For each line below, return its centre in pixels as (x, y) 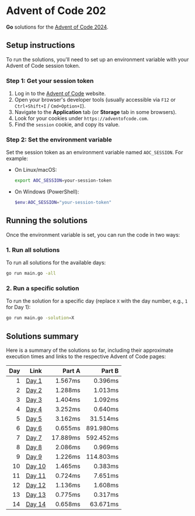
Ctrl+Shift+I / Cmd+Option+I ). (50, 106)
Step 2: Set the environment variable (59, 140)
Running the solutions (47, 221)
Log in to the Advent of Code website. (60, 93)
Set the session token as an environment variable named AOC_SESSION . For (95, 153)
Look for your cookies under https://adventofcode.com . (81, 119)
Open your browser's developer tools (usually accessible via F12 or (95, 100)
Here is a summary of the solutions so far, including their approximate (90, 350)
